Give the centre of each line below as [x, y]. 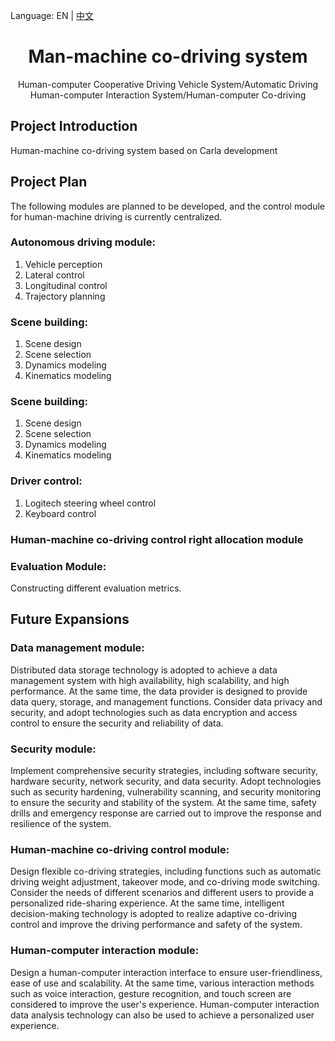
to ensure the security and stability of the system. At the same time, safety [163, 802]
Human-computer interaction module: [105, 951]
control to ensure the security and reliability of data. [117, 723]
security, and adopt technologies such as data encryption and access [154, 712]
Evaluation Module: [58, 566]
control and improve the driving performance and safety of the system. [156, 925]
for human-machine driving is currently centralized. [116, 216]
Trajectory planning [65, 296]
